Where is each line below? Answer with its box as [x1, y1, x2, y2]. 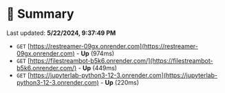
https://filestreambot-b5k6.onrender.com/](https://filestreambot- [30, 56, 213, 64]
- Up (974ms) [76, 49, 115, 57]
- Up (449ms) [78, 64, 118, 72]
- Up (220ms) [100, 78, 139, 86]
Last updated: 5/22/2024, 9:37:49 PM [6, 29, 116, 37]
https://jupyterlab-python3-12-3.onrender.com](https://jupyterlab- [30, 71, 218, 79]
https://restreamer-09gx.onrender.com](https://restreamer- [30, 42, 199, 50]
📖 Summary [6, 6, 74, 22]
